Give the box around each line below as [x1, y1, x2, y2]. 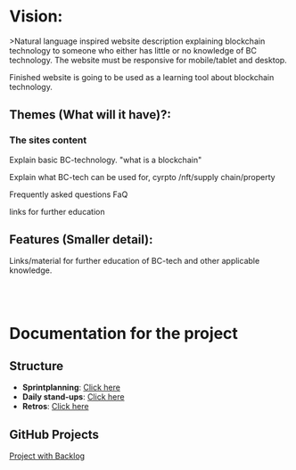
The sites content [9, 134, 87, 146]
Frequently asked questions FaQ [9, 189, 128, 200]
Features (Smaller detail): [9, 232, 153, 247]
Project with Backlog [9, 450, 86, 461]
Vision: [9, 6, 63, 27]
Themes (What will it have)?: [9, 107, 171, 122]
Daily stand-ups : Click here [21, 392, 125, 402]
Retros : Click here [21, 401, 89, 412]
